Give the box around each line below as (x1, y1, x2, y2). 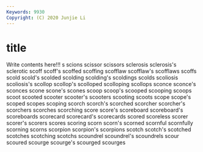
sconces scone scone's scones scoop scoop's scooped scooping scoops (6, 87, 192, 95)
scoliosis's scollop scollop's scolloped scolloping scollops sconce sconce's (6, 81, 196, 88)
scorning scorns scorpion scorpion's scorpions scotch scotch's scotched (6, 126, 191, 133)
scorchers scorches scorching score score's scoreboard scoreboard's (6, 106, 183, 114)
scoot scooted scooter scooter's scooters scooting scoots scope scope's (6, 93, 191, 101)
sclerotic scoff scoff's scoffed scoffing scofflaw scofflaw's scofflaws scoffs (6, 68, 197, 75)
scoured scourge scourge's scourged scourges (6, 139, 126, 147)
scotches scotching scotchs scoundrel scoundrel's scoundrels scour (6, 132, 180, 140)
